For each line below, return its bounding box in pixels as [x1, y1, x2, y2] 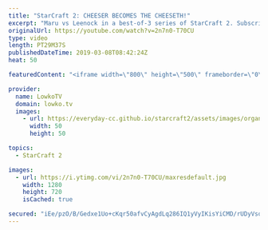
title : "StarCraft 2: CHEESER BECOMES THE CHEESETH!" [8, 11, 191, 20]
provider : [8, 85, 41, 93]
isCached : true [22, 196, 73, 204]
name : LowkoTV [15, 93, 62, 101]
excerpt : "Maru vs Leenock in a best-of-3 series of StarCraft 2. [8, 19, 234, 27]
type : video [8, 34, 48, 42]
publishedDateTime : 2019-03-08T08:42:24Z [8, 49, 148, 57]
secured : [8, 210, 37, 218]
